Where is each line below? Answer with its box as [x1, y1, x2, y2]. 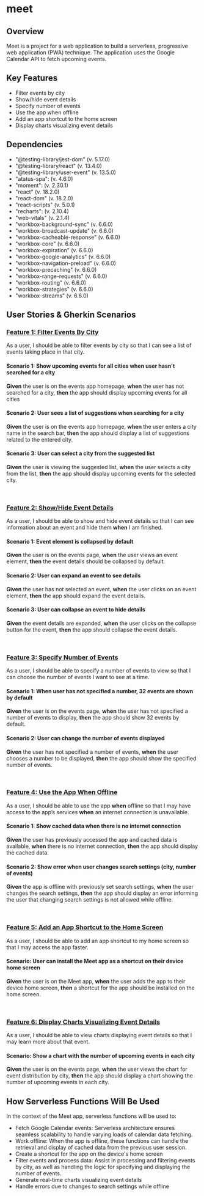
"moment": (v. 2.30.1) [15, 181, 69, 189]
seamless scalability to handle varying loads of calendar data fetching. [15, 1131, 193, 1138]
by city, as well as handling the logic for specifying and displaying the [15, 1163, 191, 1171]
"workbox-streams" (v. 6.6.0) [15, 292, 89, 299]
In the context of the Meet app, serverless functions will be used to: [6, 1112, 177, 1120]
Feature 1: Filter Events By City [6, 327, 99, 336]
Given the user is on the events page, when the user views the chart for [6, 1065, 188, 1073]
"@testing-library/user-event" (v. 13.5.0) [15, 169, 116, 176]
